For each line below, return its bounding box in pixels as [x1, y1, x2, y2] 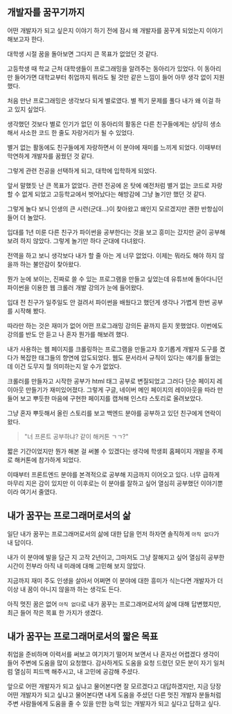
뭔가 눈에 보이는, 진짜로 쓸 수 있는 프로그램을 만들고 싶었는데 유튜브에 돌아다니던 [7, 274, 224, 283]
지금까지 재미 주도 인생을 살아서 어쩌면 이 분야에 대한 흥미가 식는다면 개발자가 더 [7, 576, 224, 584]
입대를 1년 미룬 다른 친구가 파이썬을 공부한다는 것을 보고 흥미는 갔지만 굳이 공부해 [7, 228, 226, 236]
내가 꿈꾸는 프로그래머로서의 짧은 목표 [7, 631, 159, 643]
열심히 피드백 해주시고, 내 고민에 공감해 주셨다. [14, 668, 141, 676]
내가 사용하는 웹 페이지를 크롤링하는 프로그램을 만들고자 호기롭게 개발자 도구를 [7, 345, 218, 353]
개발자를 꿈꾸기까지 [7, 6, 85, 19]
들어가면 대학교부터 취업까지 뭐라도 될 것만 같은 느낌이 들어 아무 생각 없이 [14, 73, 213, 81]
